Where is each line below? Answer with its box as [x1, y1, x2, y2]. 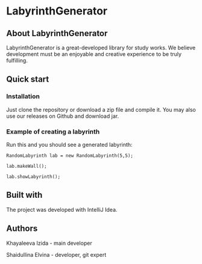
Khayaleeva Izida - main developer [6, 239, 92, 247]
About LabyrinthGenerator [6, 28, 108, 38]
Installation [6, 92, 40, 100]
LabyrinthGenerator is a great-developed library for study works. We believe [6, 44, 196, 51]
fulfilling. [6, 57, 28, 64]
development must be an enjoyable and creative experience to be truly [6, 51, 182, 58]
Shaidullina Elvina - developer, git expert [6, 251, 107, 258]
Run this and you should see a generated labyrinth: [6, 141, 133, 148]
